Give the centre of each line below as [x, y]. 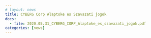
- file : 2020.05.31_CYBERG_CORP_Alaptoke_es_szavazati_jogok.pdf [78, 23]
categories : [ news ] [25, 28]
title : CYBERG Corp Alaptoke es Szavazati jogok [56, 14]
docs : [11, 19]
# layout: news [21, 10]
